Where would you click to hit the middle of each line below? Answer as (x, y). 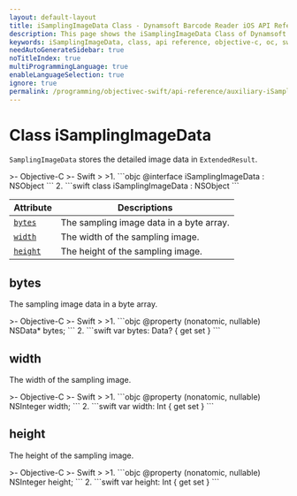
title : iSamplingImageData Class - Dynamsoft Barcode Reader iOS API (140, 26)
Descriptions (145, 208)
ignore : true (33, 83)
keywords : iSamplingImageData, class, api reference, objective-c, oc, (144, 42)
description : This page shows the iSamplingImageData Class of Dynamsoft (148, 34)
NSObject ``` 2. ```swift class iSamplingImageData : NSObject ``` (125, 186)
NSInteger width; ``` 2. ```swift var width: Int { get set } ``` (112, 407)
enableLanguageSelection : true (67, 75)
